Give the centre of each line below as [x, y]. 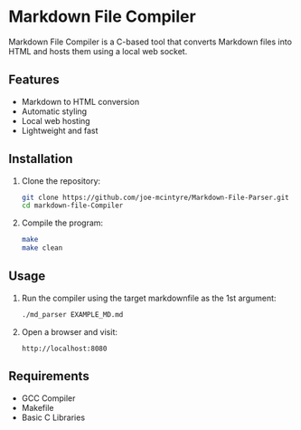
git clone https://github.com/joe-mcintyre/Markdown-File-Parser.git [155, 197]
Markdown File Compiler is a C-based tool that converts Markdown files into [150, 42]
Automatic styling [54, 111]
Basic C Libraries [53, 417]
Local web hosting [56, 120]
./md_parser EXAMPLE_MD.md [72, 314]
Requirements [49, 376]
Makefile [38, 407]
